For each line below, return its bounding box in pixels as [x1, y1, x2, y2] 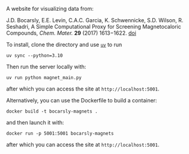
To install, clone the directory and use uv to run [6, 41, 122, 48]
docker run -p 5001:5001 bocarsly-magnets [6, 131, 114, 137]
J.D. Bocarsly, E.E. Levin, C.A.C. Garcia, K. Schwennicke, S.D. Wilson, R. [6, 17, 184, 23]
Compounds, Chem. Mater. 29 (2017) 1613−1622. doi [6, 29, 137, 37]
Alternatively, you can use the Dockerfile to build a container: [6, 97, 157, 104]
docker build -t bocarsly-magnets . [6, 108, 98, 114]
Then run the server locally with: [6, 63, 86, 70]
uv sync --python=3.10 [6, 53, 63, 59]
